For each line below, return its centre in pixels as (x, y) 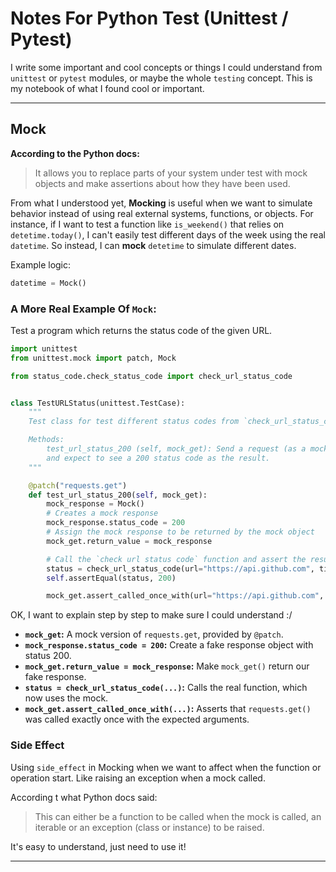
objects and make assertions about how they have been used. (162, 183)
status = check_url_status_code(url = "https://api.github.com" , (180, 568)
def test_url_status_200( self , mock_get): (118, 495)
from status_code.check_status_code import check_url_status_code (151, 376)
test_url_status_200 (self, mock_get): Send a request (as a (176, 449)
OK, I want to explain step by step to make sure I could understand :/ (151, 615)
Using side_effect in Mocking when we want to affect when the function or (166, 767)
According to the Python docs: (75, 153)
